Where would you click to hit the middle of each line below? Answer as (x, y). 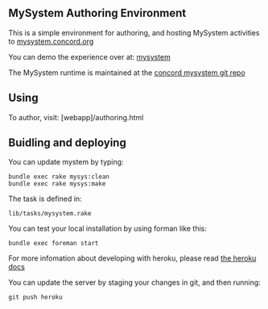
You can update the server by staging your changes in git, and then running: (135, 282)
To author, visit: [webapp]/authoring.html (76, 117)
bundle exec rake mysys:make (57, 184)
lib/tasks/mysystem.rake (50, 214)
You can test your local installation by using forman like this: (107, 228)
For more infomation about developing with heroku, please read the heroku (132, 258)
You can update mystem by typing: (66, 162)
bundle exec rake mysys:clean (59, 177)
